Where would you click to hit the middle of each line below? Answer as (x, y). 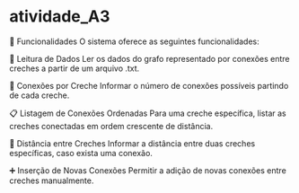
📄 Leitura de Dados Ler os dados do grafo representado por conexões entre (149, 58)
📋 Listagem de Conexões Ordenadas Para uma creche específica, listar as (148, 113)
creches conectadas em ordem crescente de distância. (111, 126)
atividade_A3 (60, 17)
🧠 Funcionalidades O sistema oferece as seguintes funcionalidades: (134, 41)
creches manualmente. (52, 180)
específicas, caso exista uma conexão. (81, 153)
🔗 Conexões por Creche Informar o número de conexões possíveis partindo (149, 85)
